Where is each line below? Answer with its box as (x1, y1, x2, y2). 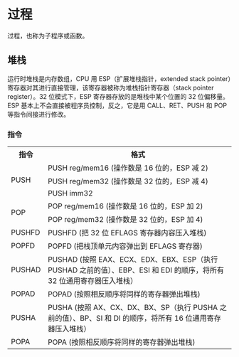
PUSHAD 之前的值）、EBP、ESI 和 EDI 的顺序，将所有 (47, 265, 224, 275)
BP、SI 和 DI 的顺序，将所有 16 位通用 (79, 314, 208, 324)
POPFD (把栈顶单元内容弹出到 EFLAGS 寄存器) (47, 241, 203, 251)
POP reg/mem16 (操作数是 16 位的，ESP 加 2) (47, 201, 203, 211)
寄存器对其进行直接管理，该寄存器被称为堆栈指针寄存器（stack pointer (7, 83, 215, 92)
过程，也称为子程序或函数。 (7, 31, 89, 40)
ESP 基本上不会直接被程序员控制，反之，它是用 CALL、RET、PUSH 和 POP (7, 101, 228, 110)
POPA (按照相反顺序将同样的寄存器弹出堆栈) (47, 337, 196, 347)
